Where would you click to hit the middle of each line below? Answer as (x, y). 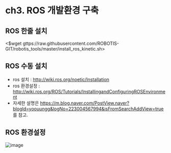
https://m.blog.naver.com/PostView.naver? (85, 103)
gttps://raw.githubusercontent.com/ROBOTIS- (71, 43)
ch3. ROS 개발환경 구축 (52, 10)
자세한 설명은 (26, 103)
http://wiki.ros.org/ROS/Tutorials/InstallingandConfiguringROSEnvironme (89, 91)
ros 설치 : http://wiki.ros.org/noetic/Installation (61, 79)
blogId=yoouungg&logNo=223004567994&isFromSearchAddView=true (88, 109)
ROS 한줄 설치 (26, 31)
